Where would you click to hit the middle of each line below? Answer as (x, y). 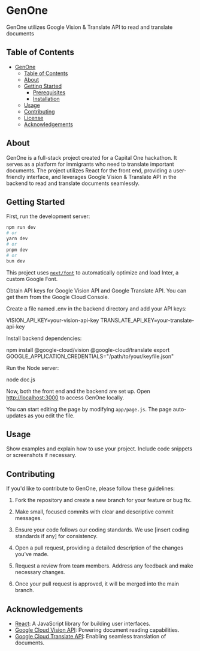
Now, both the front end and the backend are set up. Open (78, 391)
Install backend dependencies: (44, 338)
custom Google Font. (32, 279)
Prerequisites (49, 92)
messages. (28, 518)
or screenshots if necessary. (41, 455)
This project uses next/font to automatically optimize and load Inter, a (93, 272)
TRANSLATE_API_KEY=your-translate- (147, 320)
